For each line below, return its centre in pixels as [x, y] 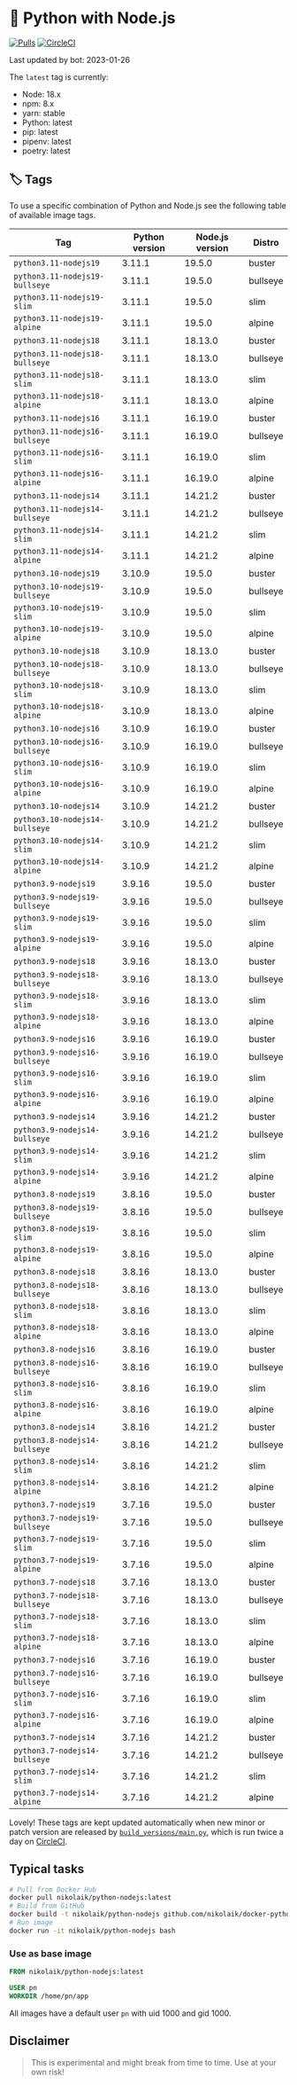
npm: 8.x [38, 103]
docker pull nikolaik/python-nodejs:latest [91, 1898]
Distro [267, 242]
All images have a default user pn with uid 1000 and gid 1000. [120, 2013]
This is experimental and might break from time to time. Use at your [153, 2062]
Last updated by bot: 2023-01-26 [70, 59]
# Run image [31, 1923]
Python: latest [47, 122]
